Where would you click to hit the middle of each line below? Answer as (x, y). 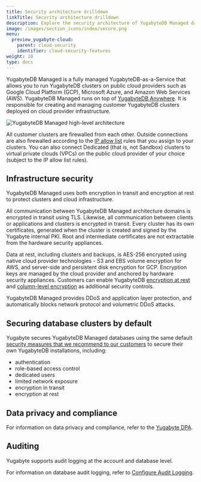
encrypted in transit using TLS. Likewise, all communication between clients (100, 217)
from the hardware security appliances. (55, 243)
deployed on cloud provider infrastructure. (58, 111)
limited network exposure (46, 381)
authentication (33, 362)
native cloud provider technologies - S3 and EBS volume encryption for (94, 261)
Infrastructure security (50, 179)
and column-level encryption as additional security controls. (80, 286)
